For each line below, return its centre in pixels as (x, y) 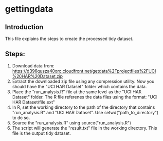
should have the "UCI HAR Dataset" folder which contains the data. (79, 86)
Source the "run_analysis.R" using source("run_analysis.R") (72, 122)
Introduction (24, 27)
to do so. (21, 118)
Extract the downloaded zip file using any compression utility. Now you (83, 81)
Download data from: (33, 66)
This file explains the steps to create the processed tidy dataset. (69, 39)
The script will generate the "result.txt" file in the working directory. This (84, 128)
